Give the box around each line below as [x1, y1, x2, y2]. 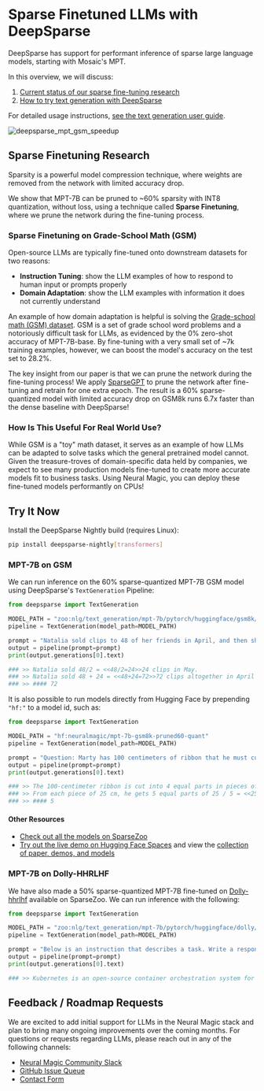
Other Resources [8, 814, 65, 824]
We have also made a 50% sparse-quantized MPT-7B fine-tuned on [8, 886, 228, 896]
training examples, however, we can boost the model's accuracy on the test [8, 345, 253, 355]
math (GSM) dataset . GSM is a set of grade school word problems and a [8, 321, 241, 330]
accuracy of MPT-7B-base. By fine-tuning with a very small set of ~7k [8, 337, 235, 347]
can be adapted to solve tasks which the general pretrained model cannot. [8, 448, 249, 458]
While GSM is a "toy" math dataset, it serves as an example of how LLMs [8, 440, 244, 450]
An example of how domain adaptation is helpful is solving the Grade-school [8, 312, 256, 321]
